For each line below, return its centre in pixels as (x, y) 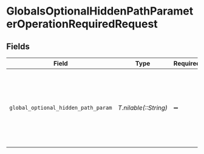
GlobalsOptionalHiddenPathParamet (100, 11)
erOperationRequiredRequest (82, 24)
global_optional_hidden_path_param (61, 108)
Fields (18, 46)
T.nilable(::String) (143, 108)
